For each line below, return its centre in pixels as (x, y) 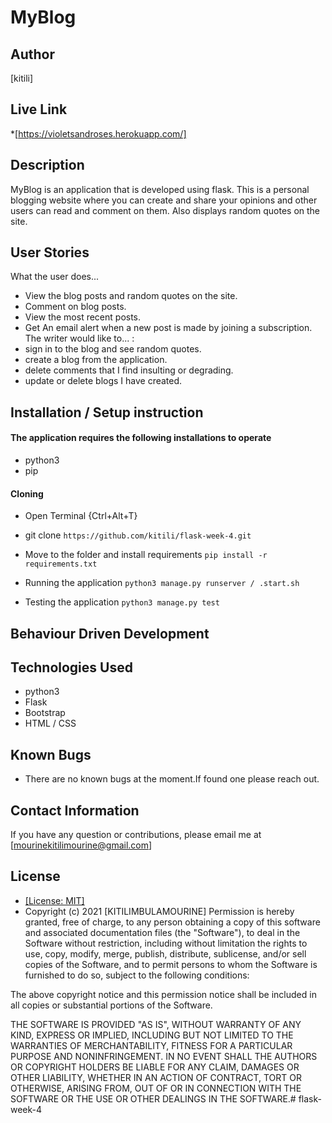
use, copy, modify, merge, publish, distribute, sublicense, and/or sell (165, 953)
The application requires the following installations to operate (141, 438)
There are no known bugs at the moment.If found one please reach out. (172, 779)
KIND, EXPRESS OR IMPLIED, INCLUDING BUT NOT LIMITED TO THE (152, 1035)
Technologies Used (71, 667)
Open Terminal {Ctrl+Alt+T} (81, 516)
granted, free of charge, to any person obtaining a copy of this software (172, 922)
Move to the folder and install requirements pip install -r (146, 555)
